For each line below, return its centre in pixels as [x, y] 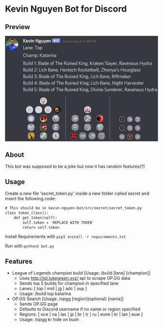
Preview [18, 27]
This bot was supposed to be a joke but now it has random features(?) [75, 167]
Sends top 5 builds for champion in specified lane [69, 283]
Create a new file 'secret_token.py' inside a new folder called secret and [77, 193]
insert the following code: [31, 199]
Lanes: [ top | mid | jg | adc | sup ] [53, 288]
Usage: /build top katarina [45, 293]
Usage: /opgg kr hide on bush [49, 319]
